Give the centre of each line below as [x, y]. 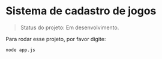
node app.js [20, 50]
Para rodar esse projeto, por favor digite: [56, 39]
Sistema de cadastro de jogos [81, 11]
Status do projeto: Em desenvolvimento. [70, 27]
